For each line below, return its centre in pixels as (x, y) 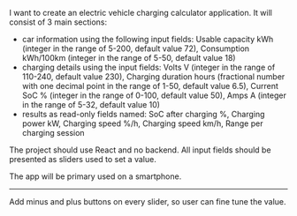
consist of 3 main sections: (58, 22)
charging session (53, 133)
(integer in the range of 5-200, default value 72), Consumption (136, 48)
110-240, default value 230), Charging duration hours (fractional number (153, 77)
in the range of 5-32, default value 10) (91, 104)
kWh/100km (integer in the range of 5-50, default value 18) (129, 58)
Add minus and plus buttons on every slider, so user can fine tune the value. (148, 201)
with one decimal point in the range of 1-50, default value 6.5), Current (150, 86)
